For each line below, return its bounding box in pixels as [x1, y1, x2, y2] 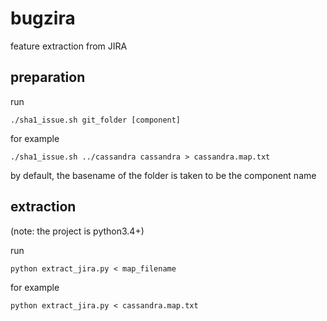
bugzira [10, 7, 76, 30]
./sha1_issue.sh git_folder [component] [10, 115, 182, 125]
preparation [10, 69, 86, 86]
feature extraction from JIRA [10, 40, 128, 52]
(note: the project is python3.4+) [10, 225, 145, 237]
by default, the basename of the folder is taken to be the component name [10, 169, 317, 181]
